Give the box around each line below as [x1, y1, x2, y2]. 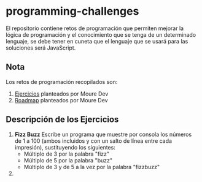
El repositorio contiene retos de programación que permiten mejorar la [6, 25, 184, 32]
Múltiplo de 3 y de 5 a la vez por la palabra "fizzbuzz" [23, 163, 160, 170]
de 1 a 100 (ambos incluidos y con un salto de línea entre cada [14, 137, 173, 145]
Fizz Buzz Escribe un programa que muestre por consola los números [14, 131, 192, 138]
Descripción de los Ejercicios [6, 115, 119, 125]
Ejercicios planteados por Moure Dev [14, 90, 109, 97]
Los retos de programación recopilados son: [6, 78, 118, 85]
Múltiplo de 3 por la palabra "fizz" [23, 150, 110, 157]
